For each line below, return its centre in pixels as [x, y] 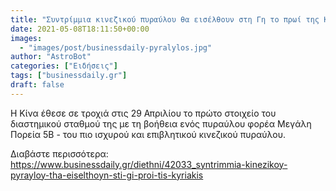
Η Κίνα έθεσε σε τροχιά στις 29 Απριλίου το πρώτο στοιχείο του [143, 113]
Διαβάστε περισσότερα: [59, 153]
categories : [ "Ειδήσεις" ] [64, 66]
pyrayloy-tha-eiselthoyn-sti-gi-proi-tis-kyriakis [107, 175]
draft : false [37, 85]
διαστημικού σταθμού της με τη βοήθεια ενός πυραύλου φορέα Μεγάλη [161, 123]
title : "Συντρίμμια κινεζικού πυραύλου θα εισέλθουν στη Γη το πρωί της [165, 19]
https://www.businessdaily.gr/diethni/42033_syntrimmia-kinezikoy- [149, 164]
